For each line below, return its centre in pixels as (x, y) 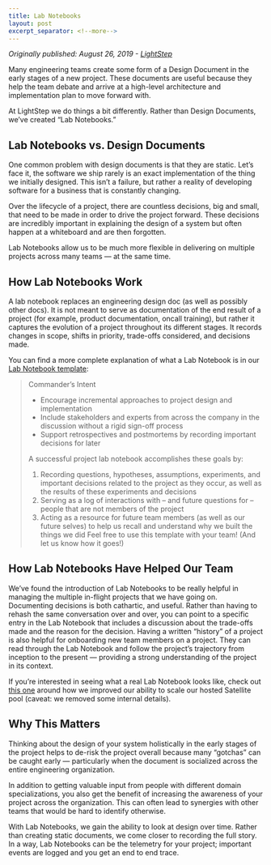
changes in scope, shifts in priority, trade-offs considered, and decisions (129, 336)
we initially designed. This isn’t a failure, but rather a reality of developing (130, 182)
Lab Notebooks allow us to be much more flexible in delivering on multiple (131, 248)
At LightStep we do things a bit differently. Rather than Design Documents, (132, 111)
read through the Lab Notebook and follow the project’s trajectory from (127, 648)
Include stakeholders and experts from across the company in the (150, 417)
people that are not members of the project (112, 509)
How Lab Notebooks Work (76, 281)
